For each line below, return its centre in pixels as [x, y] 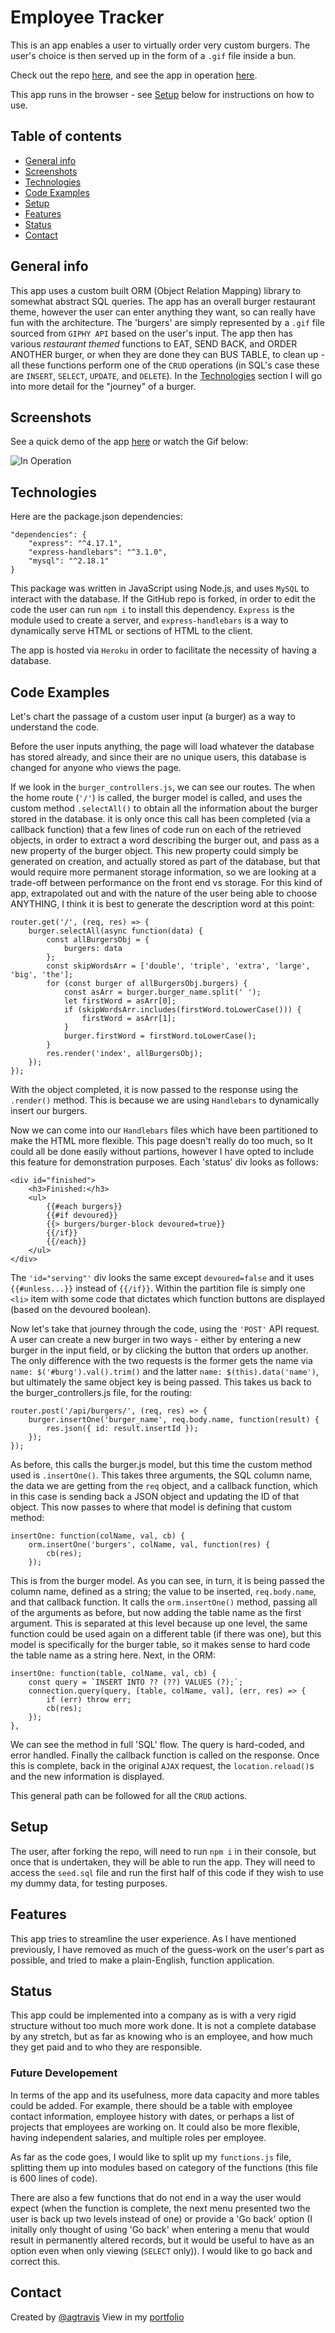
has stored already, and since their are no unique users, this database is [158, 757]
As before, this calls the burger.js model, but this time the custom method [161, 1464]
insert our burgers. [49, 1110]
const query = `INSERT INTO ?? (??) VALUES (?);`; [136, 1682]
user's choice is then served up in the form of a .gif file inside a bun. [153, 55]
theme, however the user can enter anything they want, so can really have [163, 312]
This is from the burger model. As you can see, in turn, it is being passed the [167, 1580]
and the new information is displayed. [87, 1776]
